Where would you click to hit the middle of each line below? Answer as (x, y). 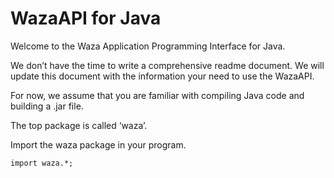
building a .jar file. (47, 106)
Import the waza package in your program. (98, 144)
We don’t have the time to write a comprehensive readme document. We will (167, 65)
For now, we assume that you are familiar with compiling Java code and (157, 95)
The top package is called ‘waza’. (79, 125)
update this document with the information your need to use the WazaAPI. (162, 76)
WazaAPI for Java (86, 18)
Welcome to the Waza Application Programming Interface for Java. (148, 46)
